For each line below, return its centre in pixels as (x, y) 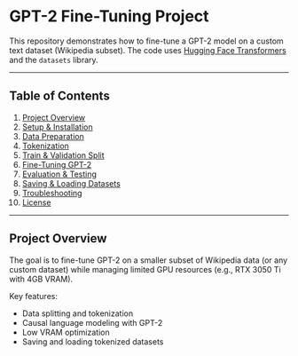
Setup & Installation (57, 127)
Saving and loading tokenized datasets (93, 341)
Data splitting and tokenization (78, 313)
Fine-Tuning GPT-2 (56, 164)
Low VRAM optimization (66, 332)
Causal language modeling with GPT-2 (92, 322)
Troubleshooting (52, 193)
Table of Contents (60, 96)
